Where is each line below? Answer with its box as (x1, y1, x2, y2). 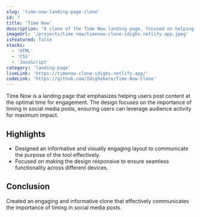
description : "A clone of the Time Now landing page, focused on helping (6, 25, 195, 32)
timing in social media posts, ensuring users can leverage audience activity (6, 105, 192, 112)
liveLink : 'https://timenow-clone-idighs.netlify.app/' (6, 70, 149, 76)
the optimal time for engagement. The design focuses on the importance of (6, 99, 192, 106)
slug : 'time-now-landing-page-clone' (6, 8, 101, 15)
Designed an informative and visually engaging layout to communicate (14, 145, 189, 152)
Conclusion (6, 182, 50, 192)
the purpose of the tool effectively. (14, 151, 101, 158)
